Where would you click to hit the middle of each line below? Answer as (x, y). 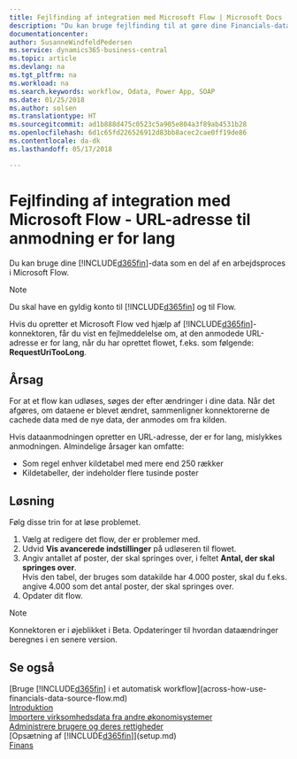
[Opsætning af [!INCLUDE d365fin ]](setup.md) (93, 736)
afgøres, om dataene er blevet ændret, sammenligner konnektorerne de (140, 410)
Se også (32, 667)
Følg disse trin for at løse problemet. (75, 523)
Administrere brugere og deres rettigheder (86, 726)
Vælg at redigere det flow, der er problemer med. (111, 539)
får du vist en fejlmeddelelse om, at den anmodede (152, 333)
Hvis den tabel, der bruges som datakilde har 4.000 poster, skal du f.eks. (154, 577)
